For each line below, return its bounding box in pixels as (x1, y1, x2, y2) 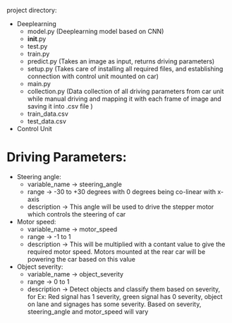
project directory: (6, 6, 57, 14)
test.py (27, 42, 48, 50)
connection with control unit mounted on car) (27, 72, 159, 80)
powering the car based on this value (27, 255, 135, 263)
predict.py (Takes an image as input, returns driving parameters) (27, 57, 215, 66)
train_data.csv (27, 109, 68, 118)
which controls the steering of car (27, 209, 126, 218)
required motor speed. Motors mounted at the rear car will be (27, 247, 206, 256)
